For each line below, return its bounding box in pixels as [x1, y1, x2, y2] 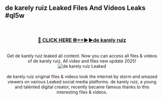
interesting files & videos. [57, 89, 107, 95]
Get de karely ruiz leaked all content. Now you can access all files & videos [6, 53, 158, 59]
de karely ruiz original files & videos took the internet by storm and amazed [6, 74, 158, 80]
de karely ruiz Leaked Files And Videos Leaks [5, 4, 146, 12]
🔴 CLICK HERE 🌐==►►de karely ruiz [38, 37, 126, 43]
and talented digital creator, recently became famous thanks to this [14, 84, 150, 90]
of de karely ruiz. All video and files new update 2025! [27, 58, 137, 64]
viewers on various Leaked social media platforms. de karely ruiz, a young [7, 79, 157, 85]
